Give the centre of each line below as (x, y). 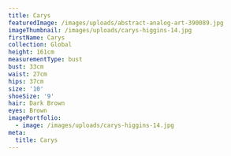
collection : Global (40, 45)
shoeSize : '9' (32, 96)
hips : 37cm (26, 81)
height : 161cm (32, 52)
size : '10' (26, 89)
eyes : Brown (28, 111)
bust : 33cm (26, 67)
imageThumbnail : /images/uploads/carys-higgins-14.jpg (100, 30)
